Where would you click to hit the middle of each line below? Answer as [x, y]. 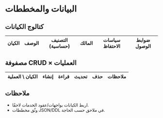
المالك [86, 43]
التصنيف [59, 40]
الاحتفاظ [112, 46]
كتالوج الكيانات [24, 27]
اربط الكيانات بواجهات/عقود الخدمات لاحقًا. [50, 105]
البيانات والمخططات [41, 9]
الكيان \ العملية [23, 77]
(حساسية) [60, 46]
